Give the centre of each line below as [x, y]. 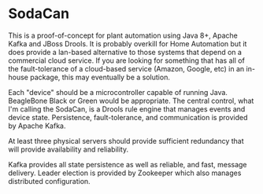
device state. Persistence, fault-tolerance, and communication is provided [128, 117]
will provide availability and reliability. [68, 149]
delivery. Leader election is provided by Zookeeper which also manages [125, 173]
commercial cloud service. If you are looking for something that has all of [127, 60]
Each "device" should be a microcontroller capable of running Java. [118, 92]
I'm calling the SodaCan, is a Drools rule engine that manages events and [127, 109]
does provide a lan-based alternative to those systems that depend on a [125, 52]
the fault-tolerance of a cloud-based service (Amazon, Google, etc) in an [126, 68]
